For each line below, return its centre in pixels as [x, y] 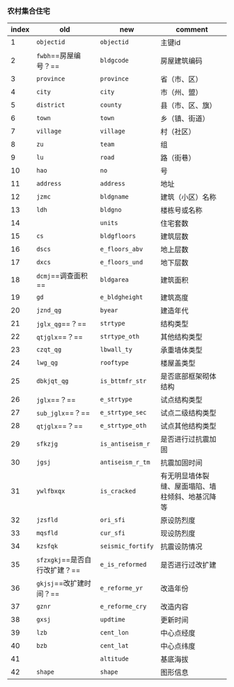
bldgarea [114, 280]
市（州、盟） [182, 92]
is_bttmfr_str [123, 381]
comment [192, 29]
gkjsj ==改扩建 [60, 584]
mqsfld [47, 533]
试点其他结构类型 [189, 426]
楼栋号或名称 [182, 210]
